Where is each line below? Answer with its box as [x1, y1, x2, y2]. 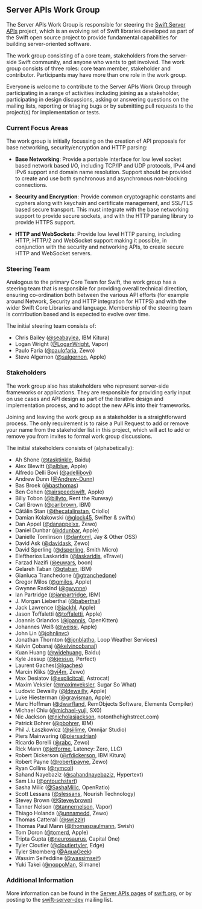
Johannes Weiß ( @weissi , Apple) [14, 623, 98, 630]
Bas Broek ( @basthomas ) [14, 481, 78, 489]
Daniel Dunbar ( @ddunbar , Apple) [14, 526, 99, 534]
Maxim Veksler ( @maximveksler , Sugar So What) [14, 680, 137, 688]
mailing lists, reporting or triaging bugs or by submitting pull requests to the [6, 102, 194, 109]
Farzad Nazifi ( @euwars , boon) [14, 559, 93, 566]
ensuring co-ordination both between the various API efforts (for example [6, 292, 189, 299]
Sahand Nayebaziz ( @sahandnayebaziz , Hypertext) [14, 771, 144, 778]
